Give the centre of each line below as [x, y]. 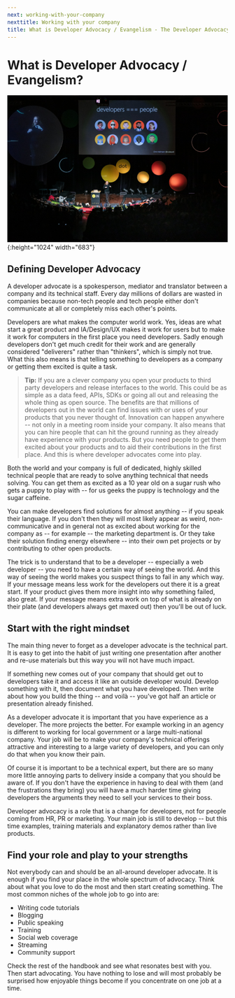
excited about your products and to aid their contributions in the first [123, 447]
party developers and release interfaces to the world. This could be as [126, 387]
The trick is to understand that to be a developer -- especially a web [106, 562]
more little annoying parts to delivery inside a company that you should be [114, 775]
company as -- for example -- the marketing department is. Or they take [111, 533]
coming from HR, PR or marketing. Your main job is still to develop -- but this [117, 818]
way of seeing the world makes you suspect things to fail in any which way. [116, 576]
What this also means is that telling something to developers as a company [115, 359]
